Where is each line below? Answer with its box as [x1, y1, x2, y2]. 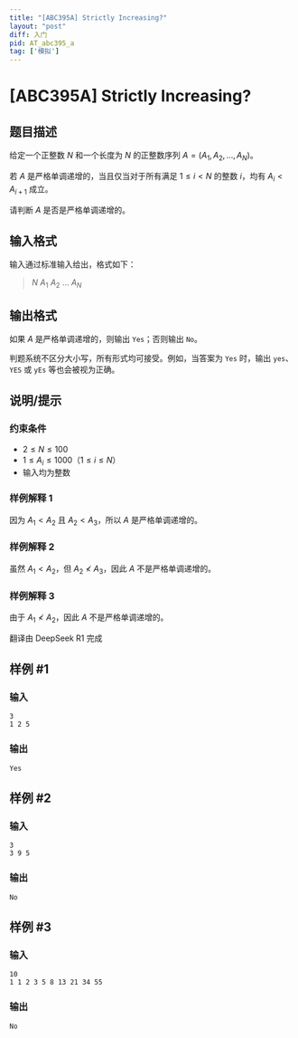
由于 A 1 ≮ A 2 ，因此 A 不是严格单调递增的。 [9, 612, 169, 624]
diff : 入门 [9, 30, 48, 39]
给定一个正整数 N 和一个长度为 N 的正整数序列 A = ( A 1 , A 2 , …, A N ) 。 [9, 150, 259, 163]
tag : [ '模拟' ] [9, 47, 61, 56]
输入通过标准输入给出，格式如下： [9, 259, 136, 270]
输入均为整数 [22, 467, 70, 478]
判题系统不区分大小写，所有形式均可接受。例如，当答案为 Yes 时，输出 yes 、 [9, 352, 293, 363]
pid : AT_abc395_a [9, 38, 75, 48]
